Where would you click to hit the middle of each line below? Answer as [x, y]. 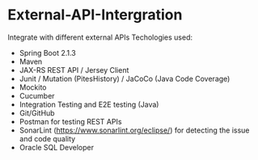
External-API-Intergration [95, 15]
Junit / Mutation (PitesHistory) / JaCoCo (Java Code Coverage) [125, 78]
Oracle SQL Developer [57, 147]
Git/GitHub [37, 113]
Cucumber [37, 95]
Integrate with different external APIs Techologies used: [100, 37]
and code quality [47, 138]
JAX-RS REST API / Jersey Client [74, 69]
